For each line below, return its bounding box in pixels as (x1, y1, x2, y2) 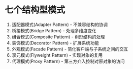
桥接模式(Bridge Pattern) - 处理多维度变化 (11, 27, 97, 33)
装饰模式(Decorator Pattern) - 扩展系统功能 (11, 40, 99, 46)
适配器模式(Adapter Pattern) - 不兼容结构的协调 (11, 22, 108, 27)
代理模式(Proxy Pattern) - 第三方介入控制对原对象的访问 (11, 58, 125, 64)
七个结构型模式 (4, 4, 66, 16)
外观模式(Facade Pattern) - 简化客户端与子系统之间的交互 (11, 46, 129, 52)
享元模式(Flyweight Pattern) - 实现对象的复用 (11, 52, 103, 58)
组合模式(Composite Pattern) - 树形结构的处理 (11, 34, 105, 40)
